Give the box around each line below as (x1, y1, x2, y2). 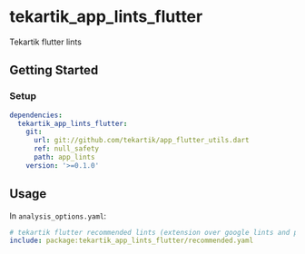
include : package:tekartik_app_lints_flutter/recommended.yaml (9, 236, 254, 246)
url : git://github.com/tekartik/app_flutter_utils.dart (33, 136, 250, 145)
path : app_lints (33, 152, 95, 161)
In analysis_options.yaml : (9, 210, 107, 221)
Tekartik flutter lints (9, 36, 82, 47)
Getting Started (9, 63, 99, 78)
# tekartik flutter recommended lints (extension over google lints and (9, 228, 290, 237)
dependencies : (9, 111, 64, 120)
